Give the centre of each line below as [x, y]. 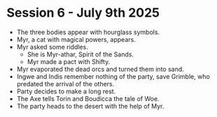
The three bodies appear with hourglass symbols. [88, 32]
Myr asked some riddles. [52, 47]
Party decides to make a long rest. [66, 91]
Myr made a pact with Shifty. [69, 61]
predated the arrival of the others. [65, 84]
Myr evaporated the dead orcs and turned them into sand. [100, 69]
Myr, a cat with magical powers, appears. [76, 39]
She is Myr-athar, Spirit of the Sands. [80, 54]
